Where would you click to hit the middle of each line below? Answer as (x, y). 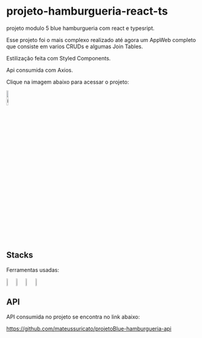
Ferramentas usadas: (33, 270)
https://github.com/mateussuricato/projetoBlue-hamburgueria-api (89, 328)
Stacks (20, 255)
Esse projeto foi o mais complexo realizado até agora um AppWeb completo (101, 40)
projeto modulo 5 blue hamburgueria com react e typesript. (81, 28)
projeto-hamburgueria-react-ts (87, 11)
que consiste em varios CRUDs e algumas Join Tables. (75, 46)
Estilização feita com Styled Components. (59, 58)
